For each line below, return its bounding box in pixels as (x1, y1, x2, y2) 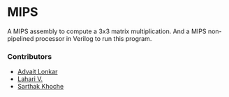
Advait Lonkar (17, 67, 58, 76)
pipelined (7, 34, 34, 42)
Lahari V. (17, 75, 43, 83)
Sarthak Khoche (17, 82, 64, 91)
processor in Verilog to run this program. (35, 34, 152, 42)
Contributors (7, 51, 52, 61)
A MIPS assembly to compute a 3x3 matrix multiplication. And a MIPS (7, 27, 207, 35)
